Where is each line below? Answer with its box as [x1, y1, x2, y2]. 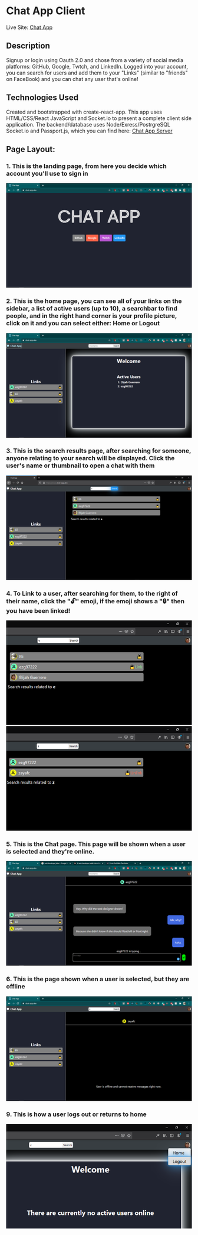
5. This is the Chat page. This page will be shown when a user [6, 840, 186, 848]
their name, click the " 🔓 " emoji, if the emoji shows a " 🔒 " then [6, 597, 184, 605]
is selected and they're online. [6, 848, 95, 856]
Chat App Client [6, 4, 85, 18]
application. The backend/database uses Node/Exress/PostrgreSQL [6, 121, 171, 128]
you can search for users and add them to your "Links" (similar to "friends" [6, 69, 188, 76]
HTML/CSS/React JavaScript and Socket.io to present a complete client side [6, 114, 192, 122]
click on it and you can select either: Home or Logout [6, 319, 160, 328]
